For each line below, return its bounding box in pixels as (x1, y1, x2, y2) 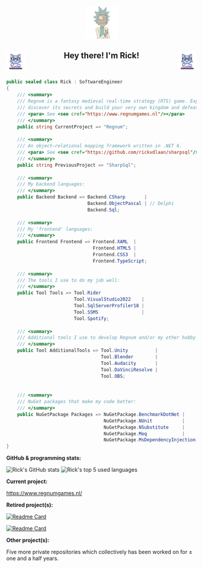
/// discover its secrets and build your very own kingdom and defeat (17, 104, 199, 110)
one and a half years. (6, 555, 59, 562)
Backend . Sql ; (87, 207, 120, 213)
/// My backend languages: (17, 181, 85, 187)
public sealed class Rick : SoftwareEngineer (6, 79, 123, 85)
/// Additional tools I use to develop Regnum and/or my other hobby (17, 335, 196, 341)
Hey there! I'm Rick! (63, 50, 140, 61)
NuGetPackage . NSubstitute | (103, 424, 185, 430)
